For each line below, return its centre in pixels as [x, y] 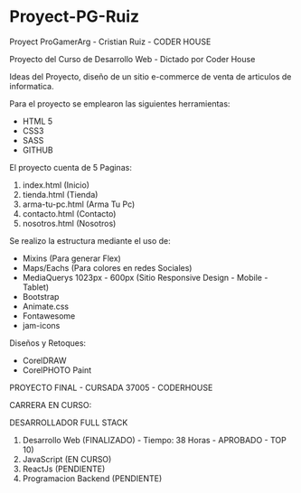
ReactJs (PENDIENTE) [64, 469]
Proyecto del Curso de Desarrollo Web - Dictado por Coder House [132, 59]
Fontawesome [49, 316]
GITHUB [38, 150]
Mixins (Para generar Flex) [72, 258]
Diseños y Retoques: [48, 343]
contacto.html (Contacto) [69, 213]
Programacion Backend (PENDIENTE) [92, 478]
